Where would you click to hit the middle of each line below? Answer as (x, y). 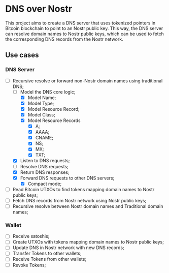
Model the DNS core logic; (48, 92)
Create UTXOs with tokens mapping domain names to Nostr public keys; (88, 242)
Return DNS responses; (45, 172)
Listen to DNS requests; (45, 161)
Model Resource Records (54, 120)
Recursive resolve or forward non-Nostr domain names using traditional (88, 81)
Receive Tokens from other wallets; (49, 259)
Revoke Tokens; (29, 265)
